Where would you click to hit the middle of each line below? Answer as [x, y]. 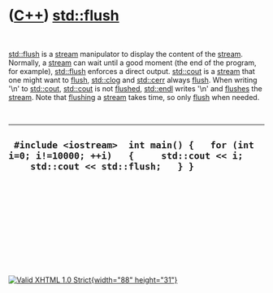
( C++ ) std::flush [64, 16]
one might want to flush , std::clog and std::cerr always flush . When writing [133, 80]
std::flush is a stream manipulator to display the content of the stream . [126, 54]
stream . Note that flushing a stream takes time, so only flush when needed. [134, 97]
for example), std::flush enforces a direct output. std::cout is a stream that [132, 71]
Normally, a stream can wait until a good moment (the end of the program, [133, 63]
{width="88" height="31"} [134, 280]
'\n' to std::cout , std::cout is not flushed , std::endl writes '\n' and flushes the [135, 88]
